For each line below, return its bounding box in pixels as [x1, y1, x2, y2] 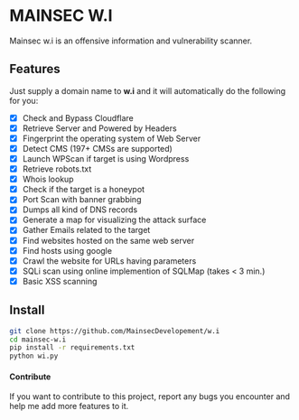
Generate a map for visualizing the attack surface [22, 214, 207, 226]
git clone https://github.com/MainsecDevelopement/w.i [9, 326, 220, 335]
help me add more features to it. [9, 401, 129, 412]
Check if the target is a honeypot [22, 184, 145, 195]
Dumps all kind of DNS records [22, 204, 138, 215]
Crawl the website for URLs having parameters [22, 255, 197, 266]
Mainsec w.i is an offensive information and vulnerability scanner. [9, 35, 253, 46]
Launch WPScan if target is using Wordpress [22, 154, 190, 163]
